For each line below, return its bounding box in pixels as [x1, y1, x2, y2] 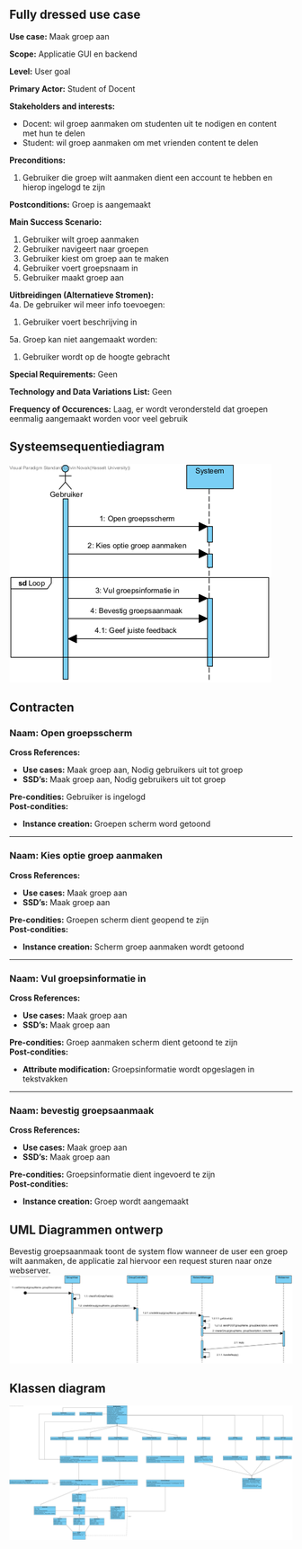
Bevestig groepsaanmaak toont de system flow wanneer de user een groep [9, 1246, 289, 1257]
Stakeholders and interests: [9, 101, 115, 111]
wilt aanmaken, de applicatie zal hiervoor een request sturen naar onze [9, 1256, 272, 1267]
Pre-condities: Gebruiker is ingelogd [9, 791, 147, 803]
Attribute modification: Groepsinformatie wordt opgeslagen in [22, 1064, 254, 1074]
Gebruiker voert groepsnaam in [22, 263, 138, 273]
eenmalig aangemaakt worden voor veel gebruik [9, 413, 189, 423]
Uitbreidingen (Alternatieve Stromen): [9, 289, 155, 300]
